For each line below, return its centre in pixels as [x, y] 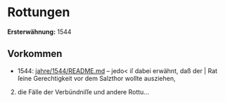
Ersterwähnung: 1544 [39, 32]
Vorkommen [35, 54]
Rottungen [39, 12]
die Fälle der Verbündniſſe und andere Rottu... [83, 91]
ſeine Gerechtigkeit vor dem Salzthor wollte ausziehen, [96, 78]
